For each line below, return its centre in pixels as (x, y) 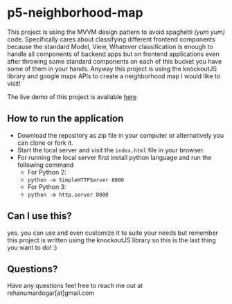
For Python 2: (47, 172)
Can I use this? (39, 216)
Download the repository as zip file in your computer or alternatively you (120, 135)
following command (45, 165)
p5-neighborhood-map (75, 13)
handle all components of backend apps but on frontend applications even (113, 54)
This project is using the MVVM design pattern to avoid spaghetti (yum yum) (116, 32)
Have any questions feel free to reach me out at (75, 286)
